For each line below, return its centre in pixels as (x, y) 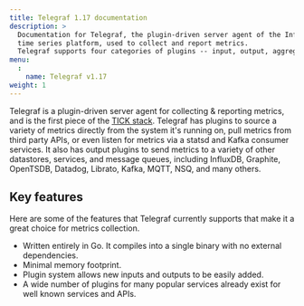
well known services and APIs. (79, 294)
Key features (46, 197)
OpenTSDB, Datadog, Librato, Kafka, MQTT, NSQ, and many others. (135, 168)
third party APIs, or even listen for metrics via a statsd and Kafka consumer (149, 139)
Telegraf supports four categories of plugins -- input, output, (143, 52)
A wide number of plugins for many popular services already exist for (152, 284)
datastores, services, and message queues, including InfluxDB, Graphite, (145, 158)
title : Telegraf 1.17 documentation (78, 18)
